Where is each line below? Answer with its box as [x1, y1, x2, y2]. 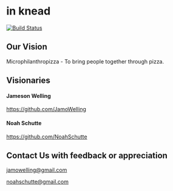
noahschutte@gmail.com [6, 178, 69, 186]
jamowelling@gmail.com [6, 166, 67, 173]
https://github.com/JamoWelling [6, 106, 87, 113]
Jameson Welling [6, 92, 51, 99]
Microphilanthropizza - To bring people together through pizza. [6, 57, 165, 65]
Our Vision [6, 42, 47, 52]
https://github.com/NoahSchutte [6, 133, 87, 140]
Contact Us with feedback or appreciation [6, 150, 168, 161]
